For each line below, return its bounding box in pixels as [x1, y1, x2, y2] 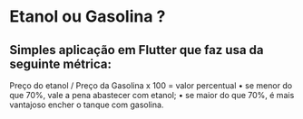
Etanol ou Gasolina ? [9, 6, 166, 27]
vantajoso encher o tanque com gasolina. [9, 99, 164, 110]
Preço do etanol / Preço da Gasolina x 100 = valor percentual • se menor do [9, 80, 293, 91]
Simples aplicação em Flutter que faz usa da [9, 42, 265, 58]
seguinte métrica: [9, 56, 112, 71]
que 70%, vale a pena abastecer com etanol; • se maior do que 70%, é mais [9, 90, 295, 100]
